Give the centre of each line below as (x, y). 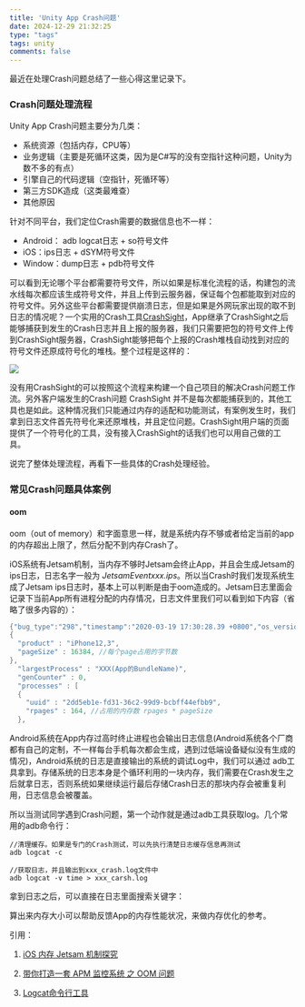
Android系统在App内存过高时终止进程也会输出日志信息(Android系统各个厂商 (151, 739)
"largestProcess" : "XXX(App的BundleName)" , (103, 669)
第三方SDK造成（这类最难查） (79, 191)
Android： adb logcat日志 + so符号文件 (96, 241)
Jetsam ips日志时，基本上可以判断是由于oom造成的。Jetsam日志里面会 (159, 587)
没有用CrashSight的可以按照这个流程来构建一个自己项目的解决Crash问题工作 (152, 388)
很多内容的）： (51, 609)
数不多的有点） (50, 168)
